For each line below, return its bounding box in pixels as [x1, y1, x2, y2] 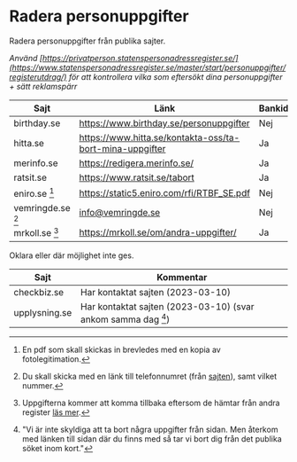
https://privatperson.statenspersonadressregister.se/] [42, 52, 239, 63]
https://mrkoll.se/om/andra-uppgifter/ [79, 226, 237, 239]
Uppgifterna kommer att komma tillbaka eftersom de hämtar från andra [21, 397, 280, 408]
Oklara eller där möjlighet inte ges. [9, 250, 134, 261]
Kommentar [156, 270, 208, 283]
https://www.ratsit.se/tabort [79, 171, 194, 184]
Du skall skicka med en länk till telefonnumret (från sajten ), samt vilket [21, 371, 278, 381]
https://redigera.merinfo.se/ [79, 157, 194, 169]
